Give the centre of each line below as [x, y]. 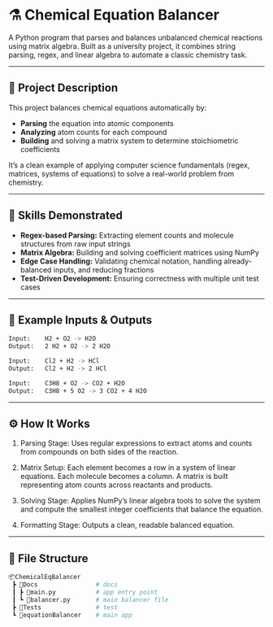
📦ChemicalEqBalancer [45, 577]
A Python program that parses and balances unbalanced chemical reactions [136, 37]
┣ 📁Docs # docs [65, 585]
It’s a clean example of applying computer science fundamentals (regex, [129, 165]
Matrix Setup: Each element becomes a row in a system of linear [128, 468]
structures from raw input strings [76, 244]
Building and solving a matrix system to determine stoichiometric [129, 141]
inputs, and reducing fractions [104, 269]
